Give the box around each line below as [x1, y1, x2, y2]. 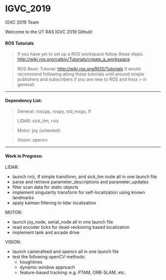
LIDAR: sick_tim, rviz [17, 118, 59, 124]
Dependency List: [5, 97, 42, 104]
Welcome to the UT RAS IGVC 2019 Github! [5, 29, 93, 35]
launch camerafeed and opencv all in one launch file [12, 248, 119, 254]
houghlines [19, 259, 43, 265]
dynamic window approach [19, 264, 75, 270]
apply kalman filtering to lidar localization [12, 200, 96, 206]
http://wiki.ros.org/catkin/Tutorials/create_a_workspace [17, 56, 130, 62]
